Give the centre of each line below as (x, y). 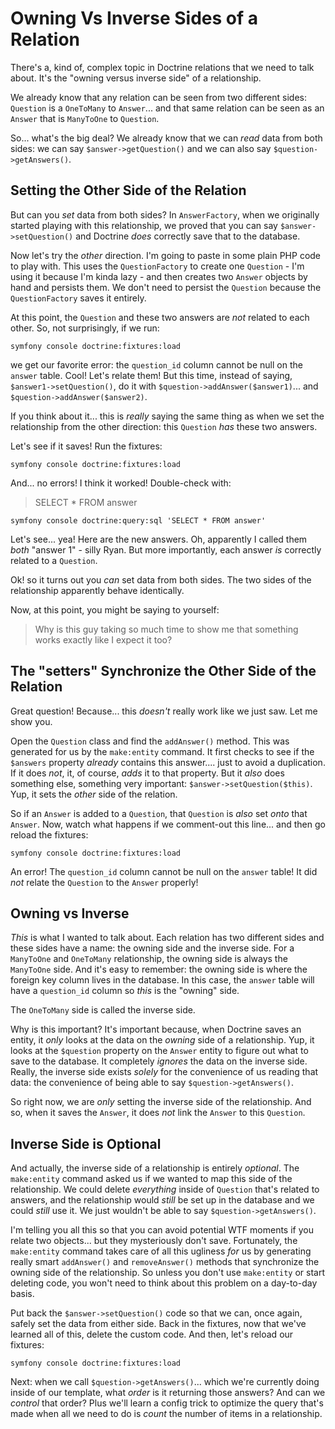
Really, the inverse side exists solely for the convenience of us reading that (164, 1072)
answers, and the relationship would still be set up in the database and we (162, 1200)
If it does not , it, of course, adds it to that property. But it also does (147, 773)
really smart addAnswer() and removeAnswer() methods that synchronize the (165, 1262)
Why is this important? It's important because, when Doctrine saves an (156, 1029)
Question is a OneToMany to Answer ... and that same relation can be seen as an (167, 108)
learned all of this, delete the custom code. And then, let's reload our (152, 1334)
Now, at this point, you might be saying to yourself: (115, 609)
